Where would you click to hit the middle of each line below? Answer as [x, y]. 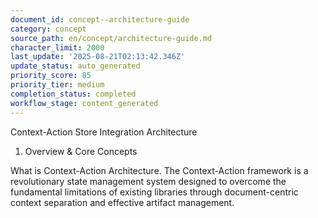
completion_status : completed [73, 94]
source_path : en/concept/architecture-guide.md [111, 38]
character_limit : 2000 [57, 47]
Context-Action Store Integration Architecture [104, 132]
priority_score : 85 [51, 76]
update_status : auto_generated [75, 66]
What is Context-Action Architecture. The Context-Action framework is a [159, 170]
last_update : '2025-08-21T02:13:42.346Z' [98, 57]
